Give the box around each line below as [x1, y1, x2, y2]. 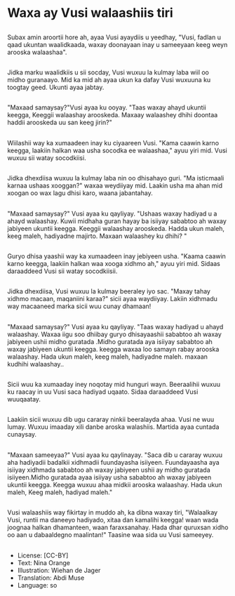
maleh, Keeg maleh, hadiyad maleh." [7, 488, 113, 496]
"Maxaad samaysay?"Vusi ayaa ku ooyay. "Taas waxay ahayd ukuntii [7, 103, 207, 112]
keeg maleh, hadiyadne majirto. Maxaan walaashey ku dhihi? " [7, 232, 187, 240]
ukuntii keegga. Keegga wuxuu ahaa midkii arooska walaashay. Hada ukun [7, 480, 222, 489]
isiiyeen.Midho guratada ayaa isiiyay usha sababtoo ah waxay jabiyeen [7, 472, 212, 482]
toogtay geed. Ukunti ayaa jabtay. [7, 83, 105, 91]
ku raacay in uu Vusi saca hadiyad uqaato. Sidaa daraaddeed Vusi [7, 388, 199, 396]
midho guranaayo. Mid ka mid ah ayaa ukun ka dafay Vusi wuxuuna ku [7, 75, 211, 84]
